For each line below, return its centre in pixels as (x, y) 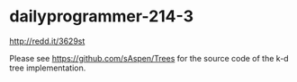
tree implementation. (48, 68)
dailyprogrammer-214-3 (102, 16)
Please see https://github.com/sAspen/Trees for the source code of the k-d (149, 58)
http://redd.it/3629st (47, 41)
